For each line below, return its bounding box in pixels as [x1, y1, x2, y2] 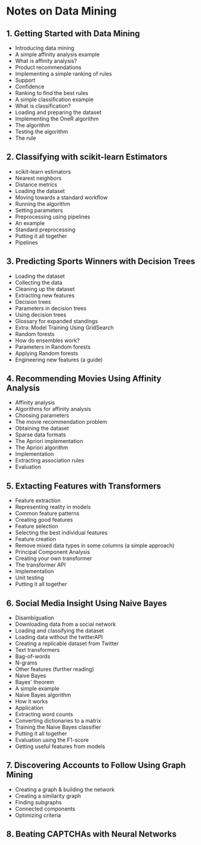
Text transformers [14, 646, 60, 654]
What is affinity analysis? [14, 58, 77, 64]
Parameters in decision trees [14, 304, 86, 312]
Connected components [14, 805, 75, 812]
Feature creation [14, 536, 56, 543]
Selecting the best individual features [14, 529, 108, 536]
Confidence [14, 83, 45, 90]
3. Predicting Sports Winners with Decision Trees [6, 256, 196, 267]
